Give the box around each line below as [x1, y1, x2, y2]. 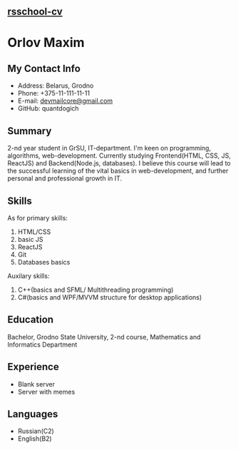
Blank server [17, 379, 56, 388]
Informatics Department [7, 340, 78, 349]
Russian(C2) [17, 427, 55, 436]
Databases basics [17, 258, 71, 267]
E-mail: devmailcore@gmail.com [17, 96, 113, 106]
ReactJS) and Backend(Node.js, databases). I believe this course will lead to [7, 159, 231, 168]
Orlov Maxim [7, 34, 85, 51]
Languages [7, 408, 58, 420]
